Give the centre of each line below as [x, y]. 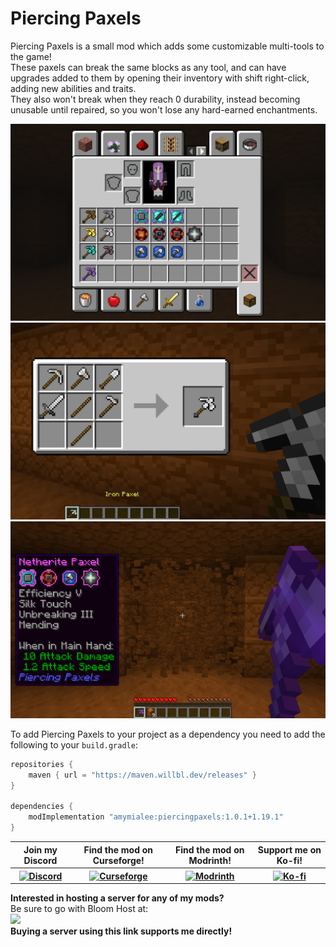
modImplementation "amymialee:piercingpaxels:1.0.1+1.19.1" [156, 817]
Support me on [289, 849]
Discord [40, 860]
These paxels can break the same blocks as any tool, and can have [148, 67]
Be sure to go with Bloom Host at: [79, 909]
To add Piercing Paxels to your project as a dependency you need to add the [168, 734]
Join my [40, 849]
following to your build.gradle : [74, 744]
